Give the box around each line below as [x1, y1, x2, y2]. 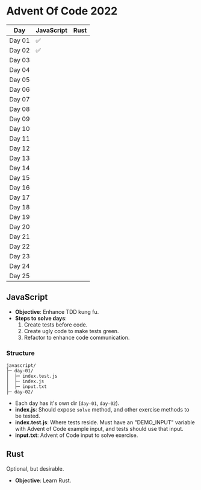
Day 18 [9, 203, 30, 211]
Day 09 [9, 115, 30, 123]
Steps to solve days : [14, 314, 67, 322]
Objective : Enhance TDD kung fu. [14, 308, 99, 315]
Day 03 [9, 56, 30, 64]
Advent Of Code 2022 [6, 4, 118, 18]
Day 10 [9, 124, 30, 133]
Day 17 [9, 193, 30, 202]
